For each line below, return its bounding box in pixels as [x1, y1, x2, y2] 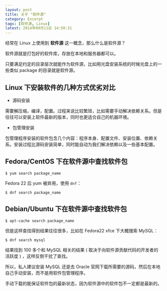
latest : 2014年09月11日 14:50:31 [5, 26, 72, 31]
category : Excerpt [5, 16, 43, 21]
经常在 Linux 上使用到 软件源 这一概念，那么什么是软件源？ [5, 40, 126, 46]
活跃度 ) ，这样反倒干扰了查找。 [5, 253, 71, 259]
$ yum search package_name [5, 171, 61, 176]
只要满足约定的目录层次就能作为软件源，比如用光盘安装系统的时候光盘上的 [5, 61, 158, 67]
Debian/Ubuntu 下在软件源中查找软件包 [5, 205, 127, 214]
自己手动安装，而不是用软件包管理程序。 [5, 270, 88, 276]
